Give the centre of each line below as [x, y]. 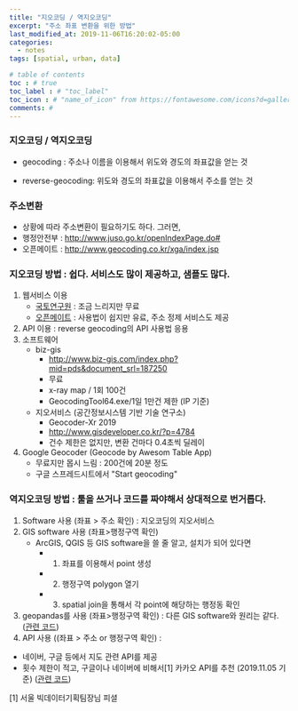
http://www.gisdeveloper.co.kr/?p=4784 [122, 432]
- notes [31, 51]
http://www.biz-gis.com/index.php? [114, 359]
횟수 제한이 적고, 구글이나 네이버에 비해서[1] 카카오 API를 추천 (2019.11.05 [149, 667]
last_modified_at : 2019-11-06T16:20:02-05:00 [94, 34]
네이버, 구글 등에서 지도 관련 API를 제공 [90, 656]
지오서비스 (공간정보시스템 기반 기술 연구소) [110, 412]
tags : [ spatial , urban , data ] [65, 59]
